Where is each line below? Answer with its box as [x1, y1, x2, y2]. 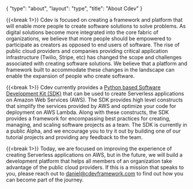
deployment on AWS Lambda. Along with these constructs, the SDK [6, 109, 169, 116]
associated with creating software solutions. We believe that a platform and [6, 60, 188, 67]
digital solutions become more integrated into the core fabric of [6, 29, 159, 36]
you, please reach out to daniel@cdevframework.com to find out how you [6, 170, 184, 177]
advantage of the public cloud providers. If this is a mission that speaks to [6, 164, 184, 171]
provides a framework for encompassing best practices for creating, [6, 115, 171, 122]
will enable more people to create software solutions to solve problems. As [6, 23, 186, 29]
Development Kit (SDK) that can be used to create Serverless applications [6, 90, 184, 97]
